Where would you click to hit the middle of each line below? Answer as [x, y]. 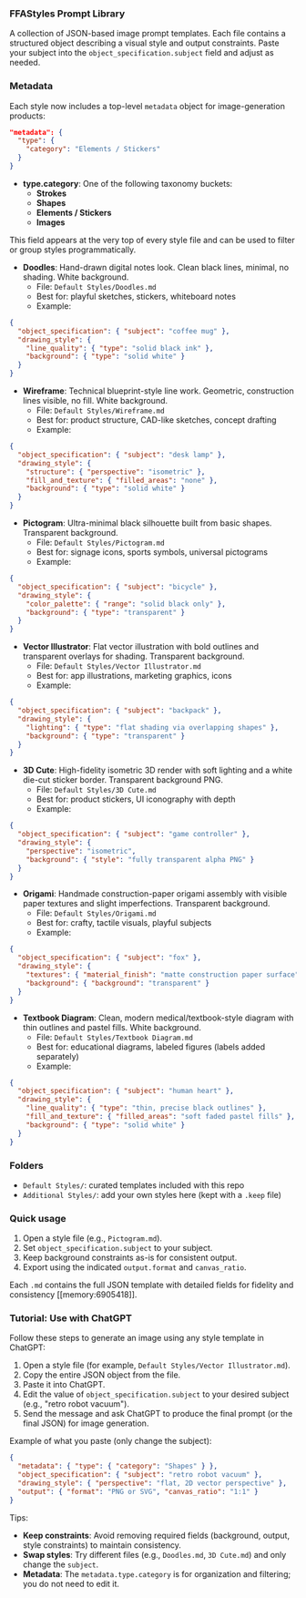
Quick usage [38, 1218]
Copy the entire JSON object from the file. [102, 1375]
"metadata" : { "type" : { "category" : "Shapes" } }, [118, 1466]
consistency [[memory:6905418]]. [73, 1295]
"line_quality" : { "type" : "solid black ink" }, [120, 348]
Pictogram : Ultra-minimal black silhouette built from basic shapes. [147, 523]
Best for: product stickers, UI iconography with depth [136, 799]
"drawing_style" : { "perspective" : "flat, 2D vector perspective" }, [152, 1483]
